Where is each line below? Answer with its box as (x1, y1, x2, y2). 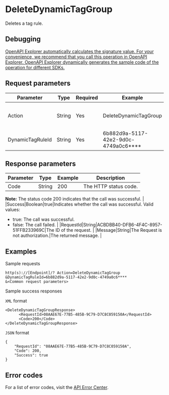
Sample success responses (5, 288, 62, 294)
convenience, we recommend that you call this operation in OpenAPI (5, 54, 147, 60)
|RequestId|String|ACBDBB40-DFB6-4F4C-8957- (59, 222, 162, 228)
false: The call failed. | (12, 222, 59, 228)
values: (5, 207, 20, 213)
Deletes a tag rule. (5, 20, 43, 26)
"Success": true (14, 353, 49, 358)
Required (75, 94, 98, 101)
